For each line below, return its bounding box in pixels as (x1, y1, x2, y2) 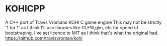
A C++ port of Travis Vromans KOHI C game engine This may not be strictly (5, 19, 162, 25)
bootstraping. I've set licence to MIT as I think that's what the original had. (5, 30, 159, 36)
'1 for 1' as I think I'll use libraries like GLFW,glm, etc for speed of (5, 24, 139, 30)
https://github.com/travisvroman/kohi (5, 35, 83, 41)
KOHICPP (5, 3, 45, 14)
